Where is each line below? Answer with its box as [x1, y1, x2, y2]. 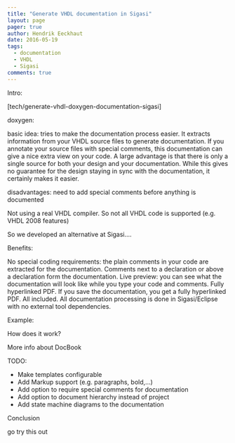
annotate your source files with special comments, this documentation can [7, 144, 223, 153]
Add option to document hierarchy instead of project [17, 392, 170, 401]
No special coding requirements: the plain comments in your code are [7, 257, 209, 266]
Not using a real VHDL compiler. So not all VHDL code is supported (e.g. [7, 209, 216, 217]
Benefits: [7, 243, 34, 252]
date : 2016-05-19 [7, 37, 58, 44]
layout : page [7, 17, 46, 24]
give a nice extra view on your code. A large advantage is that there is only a [7, 152, 229, 160]
